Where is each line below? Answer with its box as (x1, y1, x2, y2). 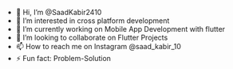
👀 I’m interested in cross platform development (15, 16, 170, 25)
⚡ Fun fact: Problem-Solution (15, 54, 112, 63)
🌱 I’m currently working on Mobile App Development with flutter (15, 25, 226, 33)
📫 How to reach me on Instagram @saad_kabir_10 (15, 42, 181, 51)
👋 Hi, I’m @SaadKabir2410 (15, 8, 102, 17)
